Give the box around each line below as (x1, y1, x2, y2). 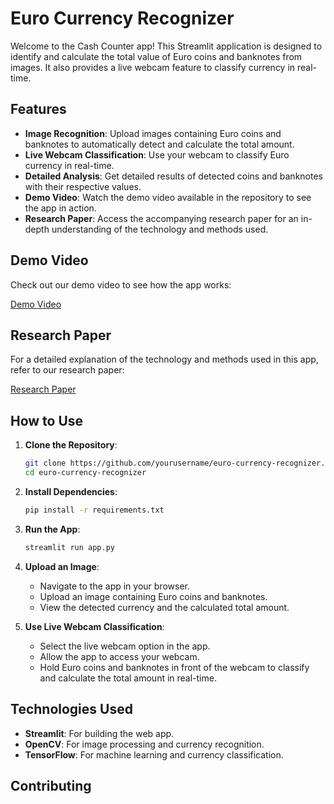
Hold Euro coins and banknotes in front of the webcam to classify (39, 661, 310, 673)
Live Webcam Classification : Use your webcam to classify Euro (24, 148, 290, 161)
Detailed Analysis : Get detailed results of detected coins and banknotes (24, 170, 323, 182)
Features (10, 101, 67, 118)
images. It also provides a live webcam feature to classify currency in (10, 61, 296, 73)
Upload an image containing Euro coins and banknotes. (39, 590, 268, 602)
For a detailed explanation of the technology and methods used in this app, (10, 353, 319, 366)
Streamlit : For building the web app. (24, 727, 175, 739)
